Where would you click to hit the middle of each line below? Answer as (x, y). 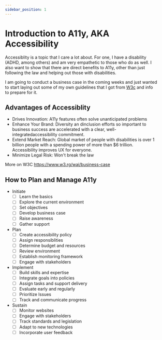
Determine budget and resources (52, 246)
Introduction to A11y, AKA (57, 33)
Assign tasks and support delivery (53, 283)
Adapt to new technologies (46, 327)
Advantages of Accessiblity (48, 107)
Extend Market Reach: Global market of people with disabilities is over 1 (83, 140)
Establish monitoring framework (51, 256)
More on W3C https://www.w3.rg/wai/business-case (58, 165)
